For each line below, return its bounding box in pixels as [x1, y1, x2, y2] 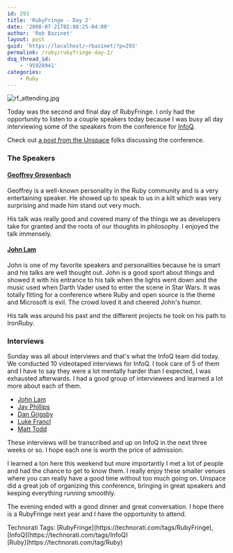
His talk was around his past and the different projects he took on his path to [7, 311, 226, 319]
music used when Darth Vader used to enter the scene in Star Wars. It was [7, 283, 221, 291]
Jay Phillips [17, 402, 50, 411]
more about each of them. [7, 381, 82, 390]
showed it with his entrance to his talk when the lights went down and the [7, 275, 218, 284]
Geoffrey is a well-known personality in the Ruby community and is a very [7, 186, 219, 195]
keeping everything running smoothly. [7, 489, 116, 497]
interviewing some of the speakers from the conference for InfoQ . [7, 123, 196, 131]
